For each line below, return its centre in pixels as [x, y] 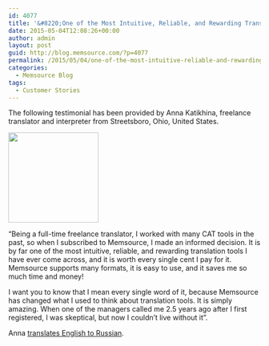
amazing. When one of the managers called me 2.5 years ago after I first [128, 309]
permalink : [26, 61]
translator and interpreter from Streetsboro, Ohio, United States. [114, 122]
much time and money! [46, 276]
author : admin [32, 38]
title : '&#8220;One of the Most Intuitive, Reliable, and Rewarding [125, 23]
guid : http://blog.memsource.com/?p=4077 [78, 53]
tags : [17, 82]
